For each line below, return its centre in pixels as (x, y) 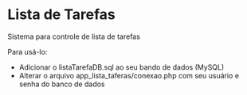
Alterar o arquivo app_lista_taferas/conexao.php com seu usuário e (129, 75)
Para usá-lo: (27, 51)
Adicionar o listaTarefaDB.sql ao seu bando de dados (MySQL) (122, 67)
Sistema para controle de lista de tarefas (74, 36)
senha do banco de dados (62, 84)
